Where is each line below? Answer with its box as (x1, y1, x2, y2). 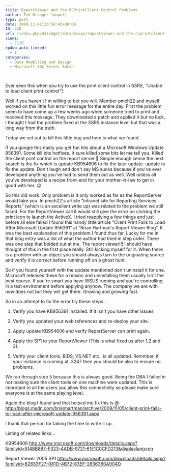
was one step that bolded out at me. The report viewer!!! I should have (5, 241, 153, 247)
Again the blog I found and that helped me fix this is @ (5, 400, 119, 406)
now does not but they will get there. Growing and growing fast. (5, 288, 139, 295)
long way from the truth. (5, 125, 56, 131)
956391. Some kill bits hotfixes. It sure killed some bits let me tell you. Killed (5, 150, 164, 156)
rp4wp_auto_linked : (5, 45, 47, 50)
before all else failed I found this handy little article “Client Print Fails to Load (5, 219, 165, 225)
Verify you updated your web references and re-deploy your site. (12, 318, 149, 324)
